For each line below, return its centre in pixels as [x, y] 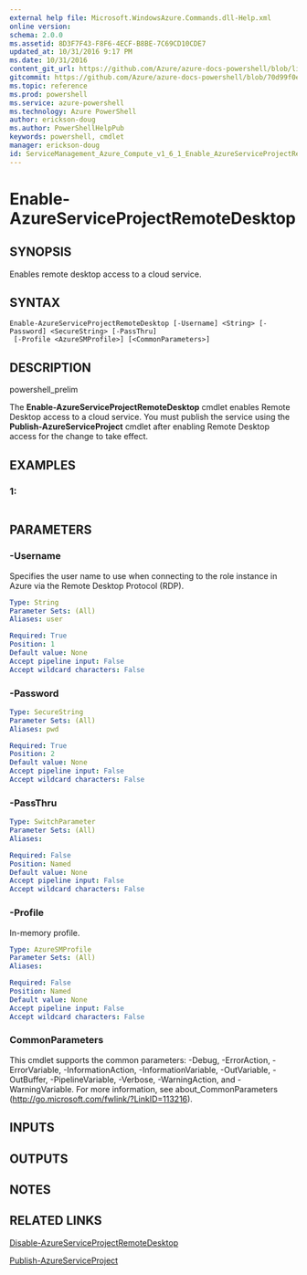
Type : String [34, 602]
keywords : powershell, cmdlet [67, 137]
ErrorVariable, [36, 1070]
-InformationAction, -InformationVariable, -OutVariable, [167, 1070]
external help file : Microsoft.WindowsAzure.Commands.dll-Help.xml [141, 18]
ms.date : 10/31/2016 [49, 60]
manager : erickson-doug [55, 145]
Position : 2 [32, 754]
